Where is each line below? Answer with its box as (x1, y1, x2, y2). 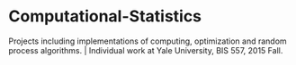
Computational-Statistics (8, 6, 202, 27)
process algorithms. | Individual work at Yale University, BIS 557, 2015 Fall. (8, 45, 283, 55)
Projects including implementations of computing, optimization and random (8, 36, 287, 46)
